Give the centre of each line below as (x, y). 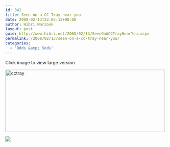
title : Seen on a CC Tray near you (43, 15)
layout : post (19, 29)
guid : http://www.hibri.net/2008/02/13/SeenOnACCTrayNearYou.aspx (77, 34)
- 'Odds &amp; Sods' (32, 48)
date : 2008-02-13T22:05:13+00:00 (41, 19)
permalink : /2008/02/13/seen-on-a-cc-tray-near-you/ (63, 39)
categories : (18, 43)
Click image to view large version (40, 62)
